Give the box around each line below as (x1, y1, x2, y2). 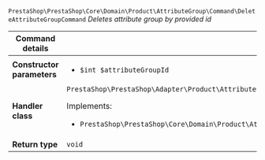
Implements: (66, 101, 113, 111)
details (22, 43, 49, 54)
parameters (12, 69, 57, 80)
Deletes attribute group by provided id (88, 14, 211, 24)
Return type (12, 139, 58, 150)
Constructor (12, 59, 59, 70)
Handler (12, 101, 43, 111)
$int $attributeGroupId (80, 65, 170, 74)
